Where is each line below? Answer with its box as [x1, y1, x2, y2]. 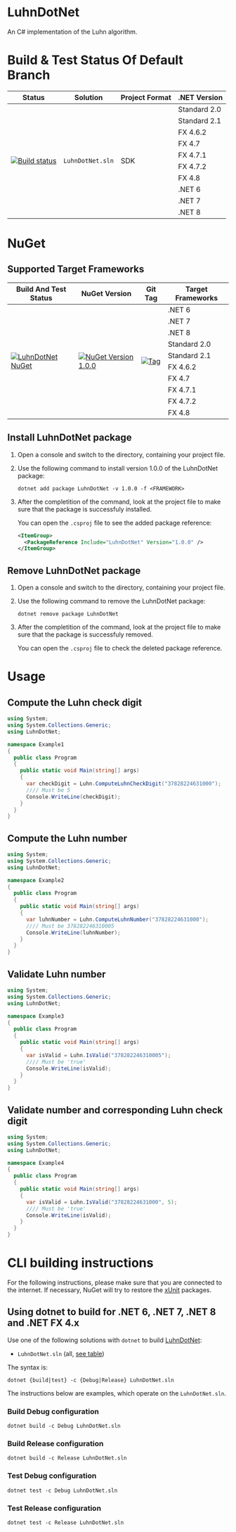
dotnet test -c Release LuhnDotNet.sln [7, 1519, 124, 1526]
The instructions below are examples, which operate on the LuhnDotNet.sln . [7, 1389, 227, 1397]
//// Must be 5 [25, 786, 71, 793]
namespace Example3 [7, 1012, 65, 1020]
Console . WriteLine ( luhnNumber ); [25, 929, 121, 936]
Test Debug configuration [7, 1471, 97, 1481]
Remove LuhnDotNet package [7, 564, 141, 577]
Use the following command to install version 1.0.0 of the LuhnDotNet [17, 464, 218, 472]
